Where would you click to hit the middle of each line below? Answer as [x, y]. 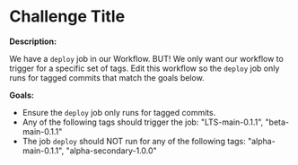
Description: [33, 41]
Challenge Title [67, 17]
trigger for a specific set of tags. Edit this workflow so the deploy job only [145, 68]
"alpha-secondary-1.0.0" [111, 151]
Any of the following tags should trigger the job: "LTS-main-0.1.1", [143, 122]
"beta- [277, 122]
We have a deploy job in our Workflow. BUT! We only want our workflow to [147, 58]
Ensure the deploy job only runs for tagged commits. [119, 112]
